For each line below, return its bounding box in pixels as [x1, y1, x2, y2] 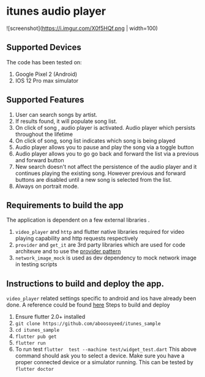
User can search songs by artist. [15, 111, 98, 118]
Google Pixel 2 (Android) [15, 70, 78, 78]
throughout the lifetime [15, 130, 73, 138]
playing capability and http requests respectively [15, 234, 138, 242]
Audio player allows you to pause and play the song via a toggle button [15, 143, 195, 151]
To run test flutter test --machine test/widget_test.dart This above [15, 346, 197, 353]
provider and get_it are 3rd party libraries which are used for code [15, 241, 185, 248]
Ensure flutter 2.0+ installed [15, 313, 86, 321]
